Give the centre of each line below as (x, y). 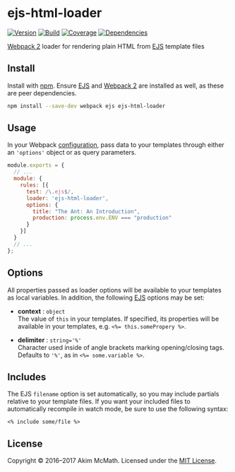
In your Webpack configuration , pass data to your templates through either (116, 145)
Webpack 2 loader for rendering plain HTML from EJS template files (106, 46)
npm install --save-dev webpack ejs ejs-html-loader (86, 106)
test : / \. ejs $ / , (50, 191)
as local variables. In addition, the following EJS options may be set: (106, 297)
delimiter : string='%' (49, 340)
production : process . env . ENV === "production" (102, 218)
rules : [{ (35, 185)
